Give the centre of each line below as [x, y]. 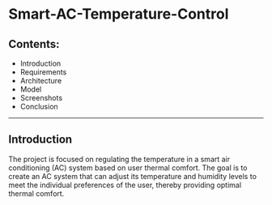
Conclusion [39, 107]
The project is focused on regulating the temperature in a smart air [119, 159]
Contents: [34, 44]
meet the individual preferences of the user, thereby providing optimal [125, 185]
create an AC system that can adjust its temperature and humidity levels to [133, 176]
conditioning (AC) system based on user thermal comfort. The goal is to [128, 168]
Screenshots [41, 98]
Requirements [43, 72]
